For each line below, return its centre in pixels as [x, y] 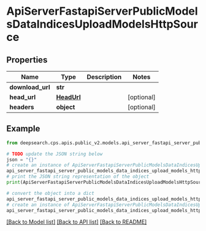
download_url [30, 87]
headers [22, 107]
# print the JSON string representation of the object [78, 177]
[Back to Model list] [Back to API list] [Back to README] [77, 222]
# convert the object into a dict [51, 193]
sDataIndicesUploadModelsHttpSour [102, 24]
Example [23, 129]
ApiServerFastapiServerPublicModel [102, 11]
